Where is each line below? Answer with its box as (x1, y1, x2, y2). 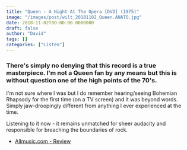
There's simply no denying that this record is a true (6, 61, 156, 69)
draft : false (6, 25, 39, 31)
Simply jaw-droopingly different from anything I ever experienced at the (6, 102, 182, 110)
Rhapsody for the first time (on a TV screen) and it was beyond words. (6, 96, 178, 103)
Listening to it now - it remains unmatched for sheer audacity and (6, 120, 166, 127)
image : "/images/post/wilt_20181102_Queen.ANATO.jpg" (6, 14, 142, 20)
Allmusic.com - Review (14, 138, 71, 145)
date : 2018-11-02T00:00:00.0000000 (6, 20, 94, 25)
